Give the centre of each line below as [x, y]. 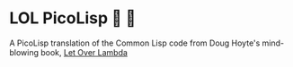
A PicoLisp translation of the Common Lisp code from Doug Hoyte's [135, 43]
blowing [24, 52]
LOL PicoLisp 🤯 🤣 [73, 18]
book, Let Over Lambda [84, 52]
